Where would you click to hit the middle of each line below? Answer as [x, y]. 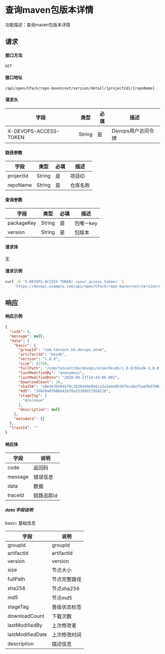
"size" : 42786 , [34, 364]
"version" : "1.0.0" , [39, 359]
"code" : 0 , [21, 331]
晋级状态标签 [67, 607]
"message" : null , [27, 336]
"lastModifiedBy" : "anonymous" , [51, 373]
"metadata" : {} [29, 419]
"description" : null [39, 410]
